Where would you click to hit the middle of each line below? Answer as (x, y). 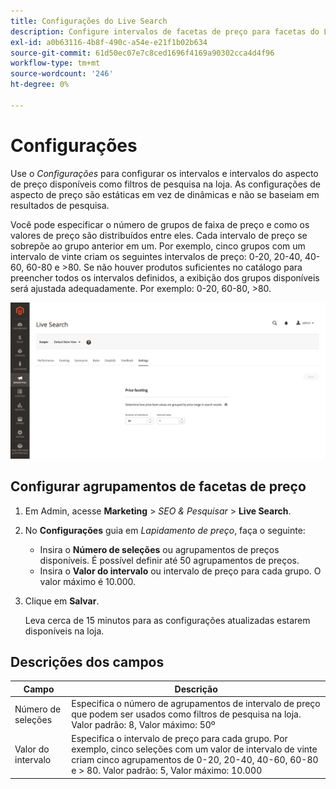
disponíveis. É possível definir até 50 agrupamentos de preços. (169, 560)
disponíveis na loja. (64, 631)
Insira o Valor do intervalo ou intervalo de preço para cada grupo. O (180, 571)
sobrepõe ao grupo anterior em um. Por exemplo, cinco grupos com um (158, 246)
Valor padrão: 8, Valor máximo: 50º (143, 725)
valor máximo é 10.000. (88, 581)
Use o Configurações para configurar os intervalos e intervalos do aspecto (164, 173)
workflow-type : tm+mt (55, 63)
